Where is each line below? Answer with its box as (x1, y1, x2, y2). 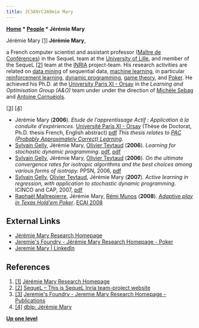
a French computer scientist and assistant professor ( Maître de (6, 48, 161, 56)
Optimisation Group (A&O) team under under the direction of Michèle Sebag (6, 86, 194, 93)
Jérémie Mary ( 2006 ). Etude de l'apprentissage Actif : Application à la (14, 116, 189, 123)
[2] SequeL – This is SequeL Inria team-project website (14, 284, 151, 291)
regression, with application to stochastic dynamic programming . (14, 180, 176, 187)
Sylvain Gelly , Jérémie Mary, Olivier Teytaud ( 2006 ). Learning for (14, 141, 176, 148)
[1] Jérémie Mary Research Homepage (14, 278, 110, 285)
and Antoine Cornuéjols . (6, 93, 66, 100)
